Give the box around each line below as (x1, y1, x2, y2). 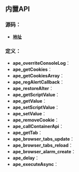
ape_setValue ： (12, 110, 47, 116)
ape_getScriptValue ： (12, 92, 60, 98)
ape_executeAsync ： (12, 161, 59, 167)
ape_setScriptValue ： (12, 104, 60, 110)
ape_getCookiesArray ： (12, 72, 64, 78)
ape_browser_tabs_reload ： (12, 142, 73, 148)
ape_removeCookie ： (12, 117, 59, 123)
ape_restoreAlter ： (12, 85, 54, 91)
